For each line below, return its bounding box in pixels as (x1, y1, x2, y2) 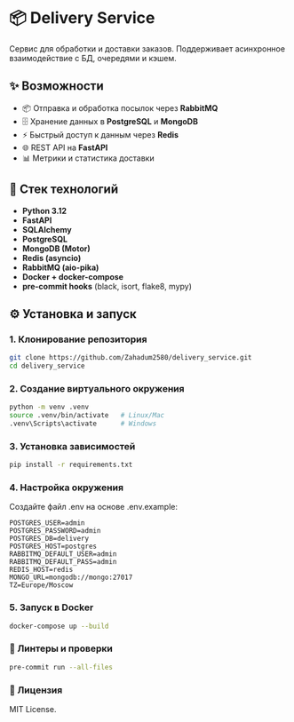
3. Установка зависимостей (9, 440, 136, 452)
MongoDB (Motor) (21, 242, 91, 254)
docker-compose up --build (9, 622, 109, 631)
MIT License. (9, 704, 57, 715)
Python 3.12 (21, 205, 68, 216)
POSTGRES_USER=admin (9, 519, 86, 528)
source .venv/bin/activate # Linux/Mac (9, 411, 165, 420)
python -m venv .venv (9, 402, 90, 412)
